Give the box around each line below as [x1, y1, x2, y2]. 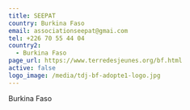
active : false [8, 64, 57, 72]
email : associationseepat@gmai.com [8, 26, 129, 35]
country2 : [8, 42, 42, 50]
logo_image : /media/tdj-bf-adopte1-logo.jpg [8, 71, 161, 79]
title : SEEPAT [8, 11, 57, 20]
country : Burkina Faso [8, 19, 85, 27]
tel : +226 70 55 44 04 [8, 34, 85, 43]
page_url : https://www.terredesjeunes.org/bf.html [8, 57, 183, 65]
